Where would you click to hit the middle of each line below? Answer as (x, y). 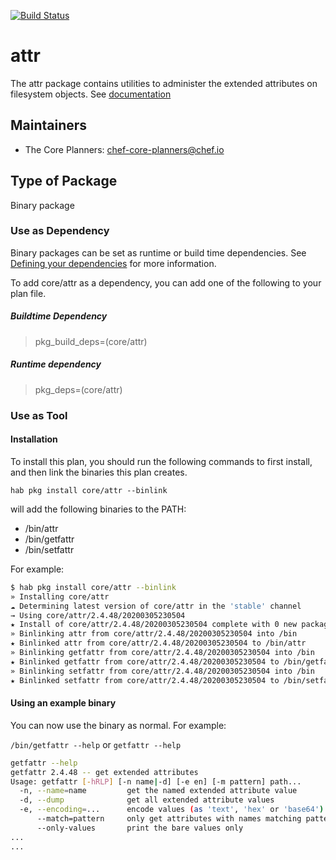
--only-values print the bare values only (140, 828)
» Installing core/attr (60, 596)
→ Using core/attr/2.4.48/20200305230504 (98, 615)
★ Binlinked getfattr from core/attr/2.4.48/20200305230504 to (145, 661)
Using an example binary (63, 703)
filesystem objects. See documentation (91, 94)
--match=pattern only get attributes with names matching (169, 819)
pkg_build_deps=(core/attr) (91, 341)
